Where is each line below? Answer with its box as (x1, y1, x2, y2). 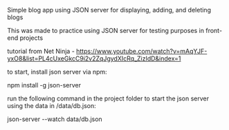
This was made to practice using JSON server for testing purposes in (7, 27, 205, 34)
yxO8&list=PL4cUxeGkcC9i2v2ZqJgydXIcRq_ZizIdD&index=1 (7, 54, 181, 63)
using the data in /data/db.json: (7, 102, 96, 109)
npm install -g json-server (7, 81, 82, 89)
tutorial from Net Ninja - (7, 47, 75, 55)
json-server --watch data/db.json (7, 115, 102, 123)
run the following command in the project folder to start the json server (7, 94, 210, 102)
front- (205, 27, 223, 34)
